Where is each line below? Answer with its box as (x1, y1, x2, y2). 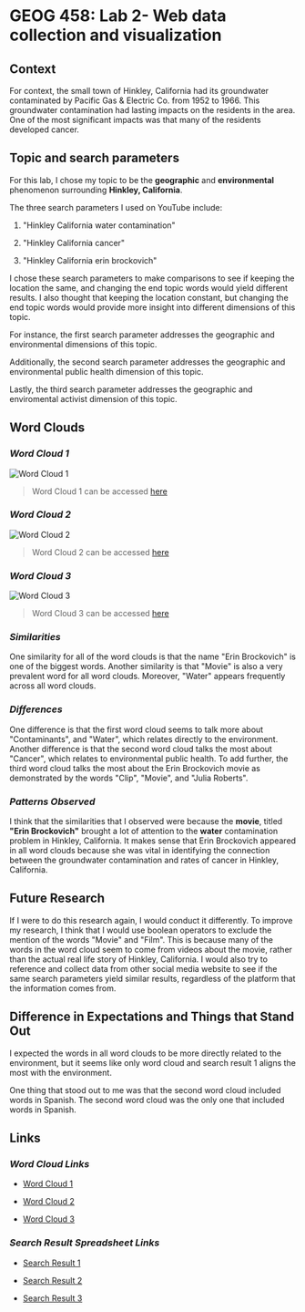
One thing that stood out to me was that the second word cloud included (9, 1084, 281, 1095)
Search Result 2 (22, 1275, 83, 1286)
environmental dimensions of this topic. (9, 338, 158, 349)
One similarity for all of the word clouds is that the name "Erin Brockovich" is (9, 651, 296, 662)
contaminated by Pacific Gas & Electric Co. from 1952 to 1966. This (9, 95, 260, 106)
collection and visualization (9, 25, 222, 46)
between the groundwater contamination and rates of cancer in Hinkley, (9, 854, 280, 865)
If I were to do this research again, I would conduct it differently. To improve (9, 914, 293, 925)
